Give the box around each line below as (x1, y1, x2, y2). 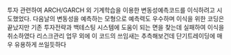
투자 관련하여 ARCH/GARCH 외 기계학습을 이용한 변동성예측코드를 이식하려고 (7, 6, 215, 14)
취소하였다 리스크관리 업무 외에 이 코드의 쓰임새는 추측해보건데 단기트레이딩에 (7, 32, 216, 40)
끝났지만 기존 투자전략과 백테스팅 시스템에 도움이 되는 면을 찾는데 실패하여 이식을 (7, 23, 225, 31)
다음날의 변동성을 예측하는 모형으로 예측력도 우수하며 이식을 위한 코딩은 (32, 14, 225, 23)
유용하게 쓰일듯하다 (14, 41, 67, 48)
